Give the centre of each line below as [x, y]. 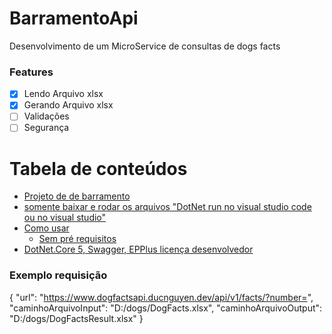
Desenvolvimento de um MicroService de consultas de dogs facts [145, 46]
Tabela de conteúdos [98, 168]
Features [31, 72]
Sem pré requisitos [77, 239]
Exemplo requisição [58, 275]
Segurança [46, 128]
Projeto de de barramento [77, 196]
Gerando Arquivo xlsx [68, 105]
